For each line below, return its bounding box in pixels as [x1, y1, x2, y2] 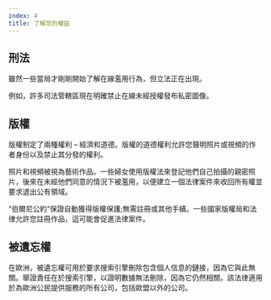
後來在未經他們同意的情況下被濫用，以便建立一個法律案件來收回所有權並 [22, 177, 263, 187]
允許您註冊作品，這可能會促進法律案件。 [15, 214, 150, 224]
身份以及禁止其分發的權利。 [15, 150, 107, 159]
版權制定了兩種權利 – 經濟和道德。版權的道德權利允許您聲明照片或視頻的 [8, 140, 249, 150]
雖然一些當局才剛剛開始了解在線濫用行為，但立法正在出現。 [8, 74, 206, 84]
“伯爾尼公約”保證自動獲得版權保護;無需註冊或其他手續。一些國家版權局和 [8, 204, 250, 214]
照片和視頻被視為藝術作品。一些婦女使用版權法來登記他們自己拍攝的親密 [8, 166, 248, 177]
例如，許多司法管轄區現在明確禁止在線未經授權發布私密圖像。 [8, 91, 214, 101]
